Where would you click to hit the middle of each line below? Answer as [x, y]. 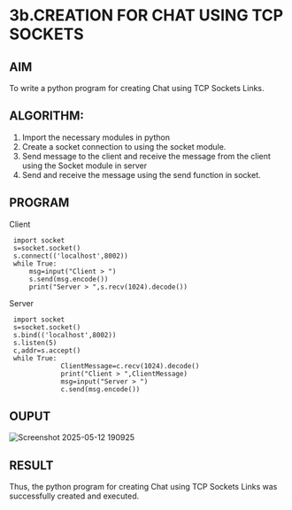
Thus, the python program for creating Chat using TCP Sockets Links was [143, 487]
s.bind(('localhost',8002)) [65, 335]
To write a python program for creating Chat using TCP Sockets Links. [137, 88]
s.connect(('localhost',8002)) [70, 256]
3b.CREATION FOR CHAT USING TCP [146, 15]
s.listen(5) [35, 343]
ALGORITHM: [46, 116]
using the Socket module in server [85, 166]
